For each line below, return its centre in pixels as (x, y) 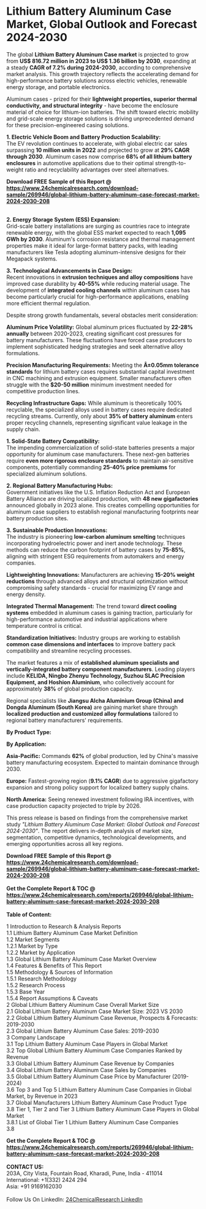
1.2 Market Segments (33, 939)
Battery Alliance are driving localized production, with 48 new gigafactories (102, 498)
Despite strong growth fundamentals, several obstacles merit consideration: (102, 315)
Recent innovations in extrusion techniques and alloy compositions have (100, 277)
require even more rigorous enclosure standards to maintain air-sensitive (100, 460)
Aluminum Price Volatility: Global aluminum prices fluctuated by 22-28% (100, 327)
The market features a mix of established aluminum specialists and (93, 662)
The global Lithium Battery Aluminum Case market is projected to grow (97, 54)
